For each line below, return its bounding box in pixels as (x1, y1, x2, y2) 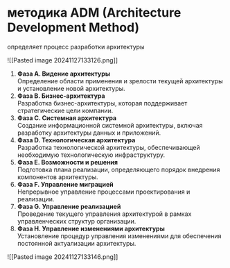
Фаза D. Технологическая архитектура (17, 135, 136, 144)
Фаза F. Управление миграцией (17, 180, 114, 188)
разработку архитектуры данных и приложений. (17, 128, 161, 137)
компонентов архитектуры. (17, 172, 98, 181)
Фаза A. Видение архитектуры (17, 69, 111, 78)
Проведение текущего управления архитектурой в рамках (17, 210, 192, 218)
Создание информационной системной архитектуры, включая (17, 121, 203, 129)
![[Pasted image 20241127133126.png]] (7, 56, 118, 64)
